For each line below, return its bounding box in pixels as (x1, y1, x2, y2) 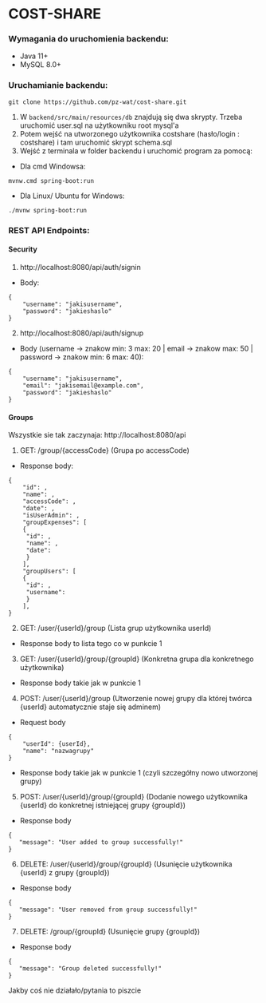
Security (8, 244, 37, 254)
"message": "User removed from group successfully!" (18, 906, 198, 914)
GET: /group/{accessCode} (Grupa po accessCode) (19, 446, 190, 455)
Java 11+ (19, 51, 49, 61)
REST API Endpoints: (8, 224, 90, 236)
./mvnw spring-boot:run (8, 206, 88, 214)
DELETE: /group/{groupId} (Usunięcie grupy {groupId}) (19, 927, 201, 937)
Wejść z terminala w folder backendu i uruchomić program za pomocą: (19, 145, 253, 156)
